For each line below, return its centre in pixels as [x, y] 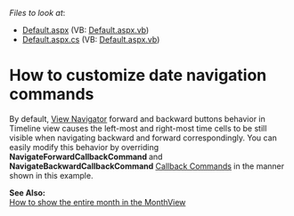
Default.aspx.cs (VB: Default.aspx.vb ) [91, 40]
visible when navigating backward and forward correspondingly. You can [143, 138]
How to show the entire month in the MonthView [98, 202]
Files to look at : [37, 13]
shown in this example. [51, 175]
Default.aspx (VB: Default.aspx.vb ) [86, 30]
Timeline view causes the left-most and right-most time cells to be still [138, 128]
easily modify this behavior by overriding [84, 147]
